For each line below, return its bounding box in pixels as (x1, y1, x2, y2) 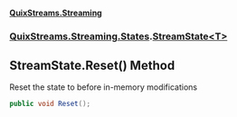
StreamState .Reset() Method (9, 57, 175, 73)
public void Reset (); (9, 100, 91, 109)
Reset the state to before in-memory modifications (9, 82, 197, 93)
